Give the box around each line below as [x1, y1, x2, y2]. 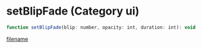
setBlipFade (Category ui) [6, 4, 140, 18]
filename [6, 35, 29, 43]
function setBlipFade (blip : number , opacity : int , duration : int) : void [6, 24, 196, 30]
